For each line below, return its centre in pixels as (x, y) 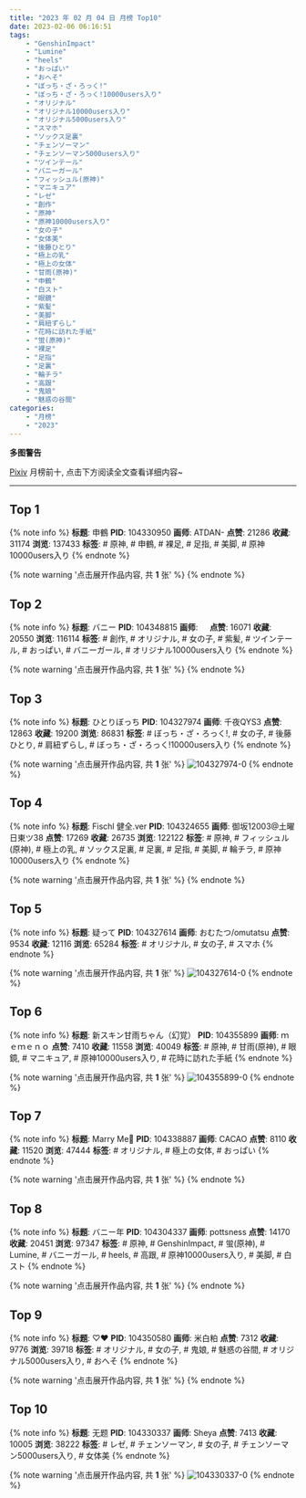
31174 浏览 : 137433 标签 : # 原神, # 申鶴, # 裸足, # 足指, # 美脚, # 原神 (138, 544)
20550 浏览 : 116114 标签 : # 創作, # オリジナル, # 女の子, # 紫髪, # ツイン (143, 639)
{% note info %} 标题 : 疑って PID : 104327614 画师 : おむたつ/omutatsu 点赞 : (149, 932)
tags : (20, 35)
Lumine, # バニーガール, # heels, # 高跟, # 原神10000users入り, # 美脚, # (146, 1255)
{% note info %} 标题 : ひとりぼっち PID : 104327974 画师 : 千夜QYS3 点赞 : (146, 722)
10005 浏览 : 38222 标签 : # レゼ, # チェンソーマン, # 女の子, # (124, 1444)
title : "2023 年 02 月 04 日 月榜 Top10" (86, 18)
